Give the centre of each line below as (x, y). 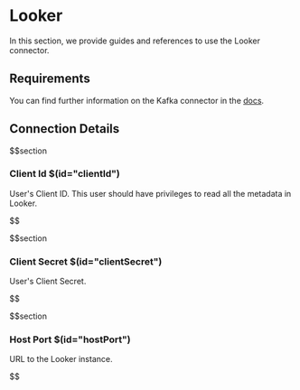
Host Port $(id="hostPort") (70, 339)
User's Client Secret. (48, 282)
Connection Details (65, 129)
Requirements (50, 79)
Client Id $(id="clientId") (65, 174)
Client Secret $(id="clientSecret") (86, 261)
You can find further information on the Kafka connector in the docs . (137, 100)
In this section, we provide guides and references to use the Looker (135, 41)
